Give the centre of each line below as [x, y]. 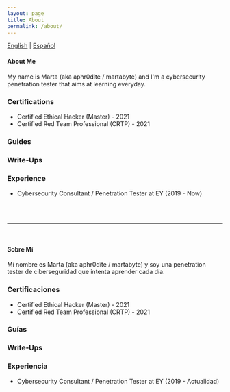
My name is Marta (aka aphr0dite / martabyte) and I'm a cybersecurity [106, 77]
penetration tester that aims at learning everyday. [76, 84]
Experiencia [27, 366]
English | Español [31, 46]
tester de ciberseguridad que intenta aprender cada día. [86, 272]
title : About [26, 20]
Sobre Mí [20, 249]
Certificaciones [34, 290]
